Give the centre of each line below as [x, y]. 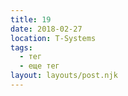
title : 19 [31, 19]
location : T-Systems [53, 38]
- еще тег [39, 66]
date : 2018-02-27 [46, 29]
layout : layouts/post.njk [64, 76]
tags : [21, 47]
